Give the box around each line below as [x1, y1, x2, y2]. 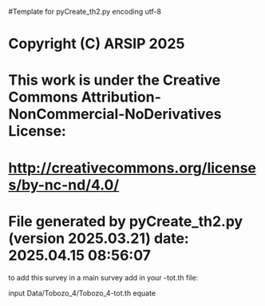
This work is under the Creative [8, 71, 221, 89]
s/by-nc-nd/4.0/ [8, 176, 120, 194]
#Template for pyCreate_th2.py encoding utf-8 [8, 7, 162, 16]
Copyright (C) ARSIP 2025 [8, 35, 185, 53]
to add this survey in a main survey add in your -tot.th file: [8, 272, 199, 282]
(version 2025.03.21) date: [8, 229, 189, 247]
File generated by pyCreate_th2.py [8, 212, 243, 230]
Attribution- [81, 88, 161, 106]
